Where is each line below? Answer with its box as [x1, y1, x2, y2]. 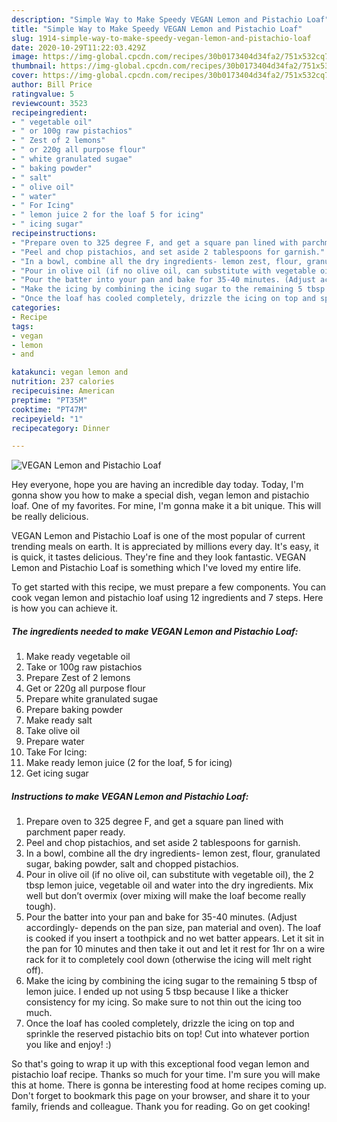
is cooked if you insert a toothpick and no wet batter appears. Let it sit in [25, 932, 325, 945]
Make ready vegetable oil [25, 651, 131, 663]
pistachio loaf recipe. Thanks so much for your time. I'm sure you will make [11, 1069, 321, 1081]
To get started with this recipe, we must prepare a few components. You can [11, 581, 327, 593]
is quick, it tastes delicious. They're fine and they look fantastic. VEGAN [11, 551, 306, 563]
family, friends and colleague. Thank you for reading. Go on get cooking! [11, 1101, 311, 1113]
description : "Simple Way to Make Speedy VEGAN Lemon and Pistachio [11, 14, 303, 25]
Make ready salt [25, 714, 93, 726]
